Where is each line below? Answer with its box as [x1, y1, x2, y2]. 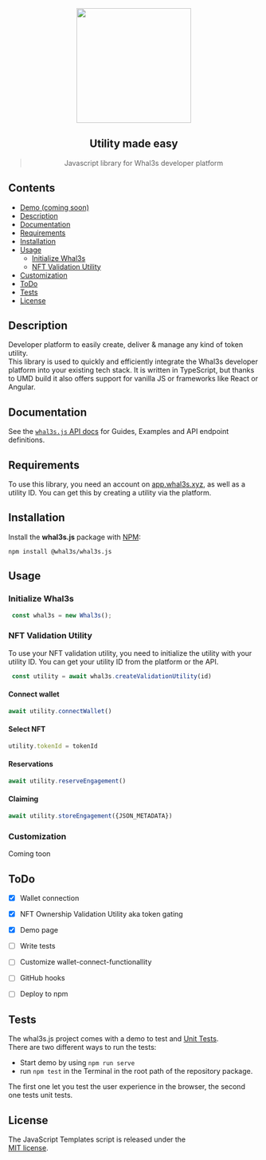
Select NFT [8, 724, 46, 734]
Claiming [8, 794, 39, 804]
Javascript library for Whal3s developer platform [64, 158, 224, 168]
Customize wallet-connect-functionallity [19, 957, 152, 967]
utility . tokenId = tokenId [8, 742, 98, 750]
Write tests [19, 941, 56, 951]
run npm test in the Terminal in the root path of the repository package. [19, 1067, 253, 1076]
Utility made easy [89, 137, 178, 151]
